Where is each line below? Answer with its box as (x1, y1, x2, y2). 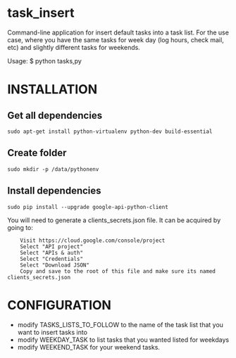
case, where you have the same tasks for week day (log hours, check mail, (7, 35, 224, 44)
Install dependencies (7, 185, 101, 197)
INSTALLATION (7, 82, 97, 98)
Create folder (7, 147, 67, 159)
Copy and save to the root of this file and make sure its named (20, 267, 216, 275)
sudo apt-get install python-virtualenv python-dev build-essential (7, 128, 213, 135)
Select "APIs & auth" (20, 249, 83, 256)
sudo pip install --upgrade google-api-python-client (7, 203, 169, 210)
